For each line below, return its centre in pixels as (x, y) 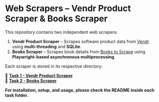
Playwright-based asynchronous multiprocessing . (64, 57)
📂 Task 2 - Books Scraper (31, 81)
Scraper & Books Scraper (56, 19)
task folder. (17, 95)
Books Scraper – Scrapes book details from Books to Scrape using (79, 52)
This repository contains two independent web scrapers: (61, 32)
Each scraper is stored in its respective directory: (54, 66)
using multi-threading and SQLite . (47, 46)
